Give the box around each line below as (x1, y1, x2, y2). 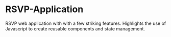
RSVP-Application (5, 4, 84, 15)
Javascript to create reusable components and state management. (5, 25, 145, 31)
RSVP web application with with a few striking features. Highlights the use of (5, 20, 166, 26)
